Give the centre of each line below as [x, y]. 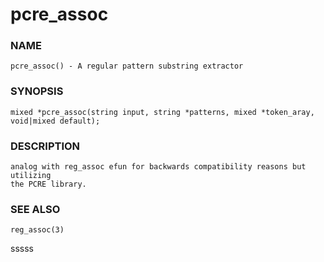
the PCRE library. [48, 184]
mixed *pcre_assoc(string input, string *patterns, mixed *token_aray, [162, 112]
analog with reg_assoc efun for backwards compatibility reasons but [158, 167]
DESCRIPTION [45, 146]
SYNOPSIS [37, 91]
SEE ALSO [35, 209]
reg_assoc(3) [37, 230]
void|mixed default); [55, 121]
